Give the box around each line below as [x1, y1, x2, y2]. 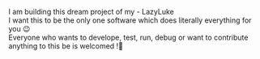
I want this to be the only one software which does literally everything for [8, 15, 252, 25]
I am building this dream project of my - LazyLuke [8, 7, 174, 16]
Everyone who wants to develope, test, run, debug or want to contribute [8, 32, 249, 42]
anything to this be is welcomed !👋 [8, 41, 124, 51]
